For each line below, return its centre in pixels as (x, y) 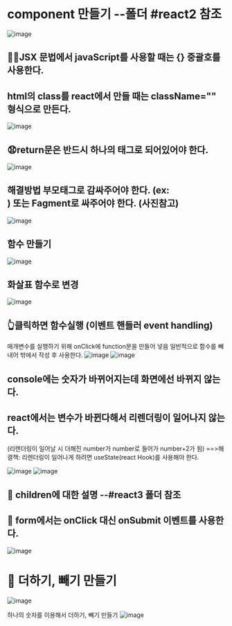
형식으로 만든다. (39, 109)
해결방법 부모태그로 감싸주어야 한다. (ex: (88, 190)
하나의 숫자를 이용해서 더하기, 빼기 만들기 (63, 615)
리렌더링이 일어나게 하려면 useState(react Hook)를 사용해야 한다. (110, 458)
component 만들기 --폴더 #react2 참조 (115, 14)
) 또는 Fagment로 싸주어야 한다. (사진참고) (93, 203)
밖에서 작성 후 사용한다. (51, 355)
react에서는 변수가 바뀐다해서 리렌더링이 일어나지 (107, 418)
